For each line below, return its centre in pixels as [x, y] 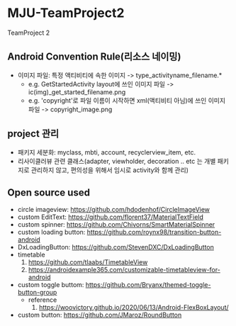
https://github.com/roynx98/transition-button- [154, 232]
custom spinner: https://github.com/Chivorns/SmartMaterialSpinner [116, 225]
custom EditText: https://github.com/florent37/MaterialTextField [111, 217]
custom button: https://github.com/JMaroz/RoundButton [100, 315]
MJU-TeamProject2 [66, 13]
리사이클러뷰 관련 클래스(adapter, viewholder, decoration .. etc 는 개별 [117, 161]
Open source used [49, 192]
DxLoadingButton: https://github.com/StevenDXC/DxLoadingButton [116, 247]
